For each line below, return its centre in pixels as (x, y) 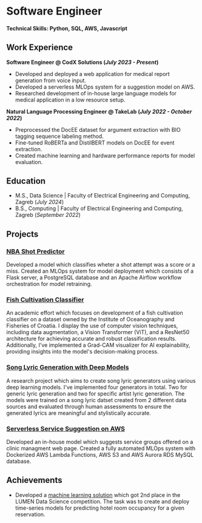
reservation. (30, 514)
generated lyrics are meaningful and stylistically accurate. (79, 413)
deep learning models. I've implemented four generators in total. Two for (97, 387)
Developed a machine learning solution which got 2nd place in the (98, 495)
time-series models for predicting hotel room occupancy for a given (100, 508)
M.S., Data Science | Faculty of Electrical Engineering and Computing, (102, 196)
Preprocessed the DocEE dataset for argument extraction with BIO (98, 129)
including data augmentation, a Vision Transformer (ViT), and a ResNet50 (98, 332)
